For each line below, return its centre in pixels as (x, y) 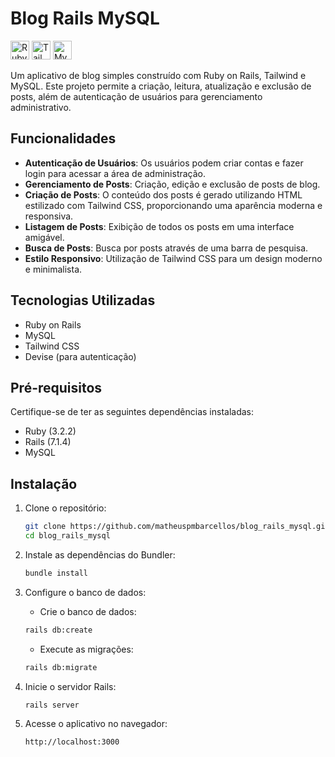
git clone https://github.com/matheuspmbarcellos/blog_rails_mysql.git (177, 527)
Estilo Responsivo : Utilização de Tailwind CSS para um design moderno (173, 258)
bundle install (56, 573)
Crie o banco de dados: (88, 611)
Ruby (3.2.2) (50, 431)
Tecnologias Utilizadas (83, 300)
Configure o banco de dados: (85, 592)
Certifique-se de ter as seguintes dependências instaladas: (132, 412)
